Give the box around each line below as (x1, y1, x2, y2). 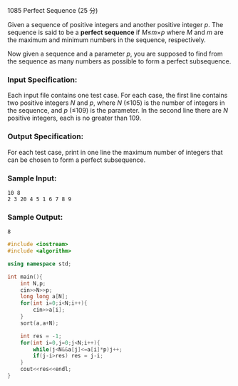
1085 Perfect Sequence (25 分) (7, 6, 98, 14)
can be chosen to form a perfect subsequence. (7, 156, 146, 164)
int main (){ (7, 273, 43, 280)
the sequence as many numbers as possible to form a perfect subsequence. (7, 57, 232, 66)
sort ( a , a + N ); (20, 320, 59, 327)
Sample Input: (7, 173, 57, 183)
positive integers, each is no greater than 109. (7, 113, 142, 123)
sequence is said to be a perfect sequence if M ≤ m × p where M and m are (7, 28, 224, 36)
